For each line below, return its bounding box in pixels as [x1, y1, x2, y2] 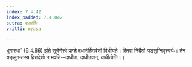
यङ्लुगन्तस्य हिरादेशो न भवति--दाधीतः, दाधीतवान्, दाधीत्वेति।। [6, 54, 125, 61]
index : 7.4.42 [6, 8, 42, 15]
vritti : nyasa [6, 25, 42, 32]
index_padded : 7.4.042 [6, 14, 63, 20]
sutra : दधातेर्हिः [6, 20, 38, 26]
